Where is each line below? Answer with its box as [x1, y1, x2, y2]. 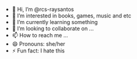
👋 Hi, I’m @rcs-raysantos [11, 6, 74, 13]
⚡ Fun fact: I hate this [11, 47, 65, 54]
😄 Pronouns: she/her [11, 40, 65, 48]
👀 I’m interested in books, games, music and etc [11, 12, 132, 19]
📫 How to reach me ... [11, 32, 68, 39]
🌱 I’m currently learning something [11, 19, 98, 25]
